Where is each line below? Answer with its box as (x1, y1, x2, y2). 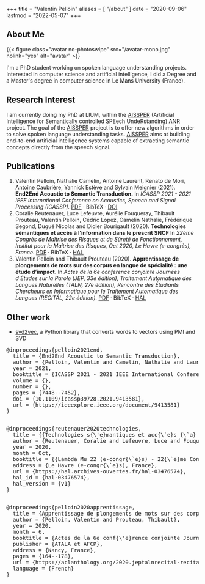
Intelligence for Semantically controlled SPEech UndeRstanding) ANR (6, 117, 180, 125)
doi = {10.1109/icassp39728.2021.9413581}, (12, 396, 145, 402)
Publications (6, 161, 56, 172)
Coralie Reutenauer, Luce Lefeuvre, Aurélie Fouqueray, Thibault (15, 210, 175, 217)
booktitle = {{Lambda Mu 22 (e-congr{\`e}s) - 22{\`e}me (12, 456, 187, 463)
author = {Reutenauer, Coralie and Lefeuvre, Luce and (12, 437, 181, 445)
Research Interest (6, 95, 76, 105)
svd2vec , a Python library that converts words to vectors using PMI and (15, 328, 195, 336)
